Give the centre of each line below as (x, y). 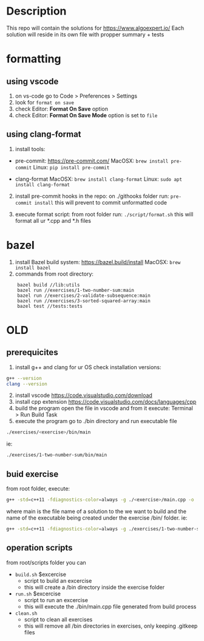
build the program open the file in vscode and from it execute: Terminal (104, 409)
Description (36, 11)
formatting (34, 59)
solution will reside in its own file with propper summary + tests (85, 34)
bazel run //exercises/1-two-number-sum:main (76, 290)
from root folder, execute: (38, 489)
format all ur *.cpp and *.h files (53, 220)
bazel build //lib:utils (49, 285)
